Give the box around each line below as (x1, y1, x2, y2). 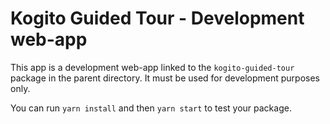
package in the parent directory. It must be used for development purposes (10, 72, 320, 84)
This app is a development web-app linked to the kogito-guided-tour (10, 61, 295, 73)
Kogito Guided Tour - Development (10, 7, 305, 30)
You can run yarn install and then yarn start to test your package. (10, 102, 292, 114)
